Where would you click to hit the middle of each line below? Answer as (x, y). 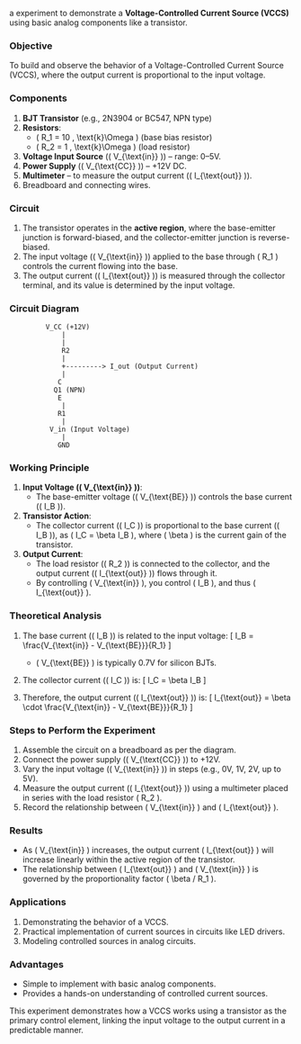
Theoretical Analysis (56, 616)
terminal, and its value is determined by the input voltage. (128, 285)
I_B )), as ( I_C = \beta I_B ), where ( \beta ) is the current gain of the (161, 535)
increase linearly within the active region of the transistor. (128, 859)
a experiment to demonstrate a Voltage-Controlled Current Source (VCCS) (149, 13)
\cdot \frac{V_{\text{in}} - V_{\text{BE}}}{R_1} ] (107, 706)
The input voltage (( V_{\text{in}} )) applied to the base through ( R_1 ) (150, 256)
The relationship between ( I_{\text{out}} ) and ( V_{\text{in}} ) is (140, 869)
